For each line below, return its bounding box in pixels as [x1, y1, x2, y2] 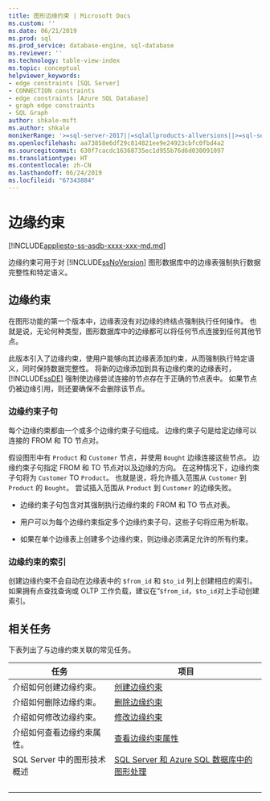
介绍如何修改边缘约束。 [12, 712, 102, 723]
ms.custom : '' [8, 19, 56, 27]
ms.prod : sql [8, 34, 52, 43]
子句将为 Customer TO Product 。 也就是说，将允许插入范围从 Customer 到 [8, 473, 247, 482]
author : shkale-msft [8, 117, 78, 125]
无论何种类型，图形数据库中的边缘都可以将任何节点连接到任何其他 [35, 326, 255, 336]
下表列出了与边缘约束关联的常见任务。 [8, 645, 135, 654]
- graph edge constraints [8, 101, 95, 109]
